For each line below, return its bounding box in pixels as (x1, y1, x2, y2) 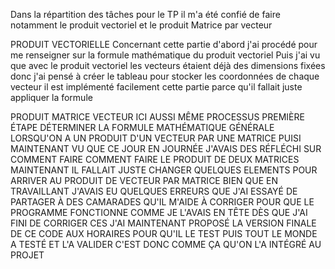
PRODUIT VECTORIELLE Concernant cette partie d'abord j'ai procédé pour (10, 39, 318, 50)
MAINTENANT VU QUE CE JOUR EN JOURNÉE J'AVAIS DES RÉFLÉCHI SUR (10, 143, 322, 154)
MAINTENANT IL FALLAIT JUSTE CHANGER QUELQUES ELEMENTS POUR (10, 164, 318, 176)
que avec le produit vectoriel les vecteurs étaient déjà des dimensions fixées (10, 60, 326, 71)
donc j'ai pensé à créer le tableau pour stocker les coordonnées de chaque (10, 70, 320, 82)
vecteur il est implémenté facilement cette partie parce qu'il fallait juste (10, 81, 303, 93)
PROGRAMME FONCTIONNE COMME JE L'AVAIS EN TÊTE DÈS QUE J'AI (10, 207, 308, 218)
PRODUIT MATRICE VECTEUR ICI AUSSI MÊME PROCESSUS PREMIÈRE (10, 111, 305, 123)
